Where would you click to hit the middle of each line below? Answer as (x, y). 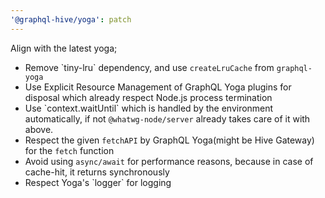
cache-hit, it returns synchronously (97, 172)
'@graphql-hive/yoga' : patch (71, 19)
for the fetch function (69, 150)
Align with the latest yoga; (64, 48)
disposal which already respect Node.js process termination (148, 97)
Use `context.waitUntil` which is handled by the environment (149, 108)
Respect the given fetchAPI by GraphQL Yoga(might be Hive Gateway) (169, 140)
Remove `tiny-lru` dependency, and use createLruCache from (149, 67)
